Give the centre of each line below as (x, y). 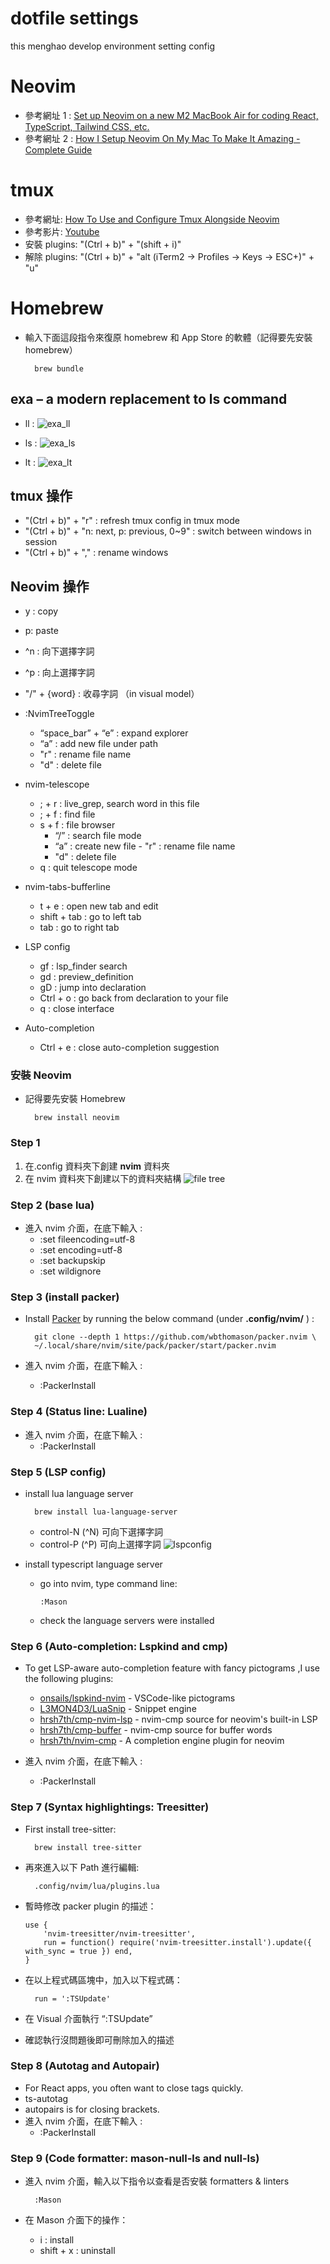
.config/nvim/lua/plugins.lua (97, 1886)
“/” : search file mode (98, 836)
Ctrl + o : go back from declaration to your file (134, 998)
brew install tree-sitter (88, 1847)
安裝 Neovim (41, 1075)
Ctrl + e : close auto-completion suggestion (129, 1048)
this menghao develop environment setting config (112, 46)
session (41, 542)
